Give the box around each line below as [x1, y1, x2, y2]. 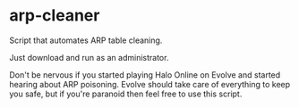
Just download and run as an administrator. [9, 52, 169, 62]
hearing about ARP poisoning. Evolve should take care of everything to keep [9, 79, 291, 89]
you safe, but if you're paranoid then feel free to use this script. [9, 88, 243, 99]
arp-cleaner [9, 5, 100, 26]
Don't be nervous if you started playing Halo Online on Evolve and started [9, 69, 281, 80]
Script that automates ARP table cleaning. [9, 35, 163, 46]
